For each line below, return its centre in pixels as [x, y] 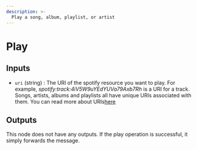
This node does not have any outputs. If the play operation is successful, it [97, 135]
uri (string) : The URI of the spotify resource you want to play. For [95, 82]
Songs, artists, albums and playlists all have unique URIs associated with [103, 95]
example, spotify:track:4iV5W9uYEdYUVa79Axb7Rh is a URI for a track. [102, 89]
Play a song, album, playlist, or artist [63, 17]
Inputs [18, 68]
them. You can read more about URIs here [65, 101]
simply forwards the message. [43, 141]
